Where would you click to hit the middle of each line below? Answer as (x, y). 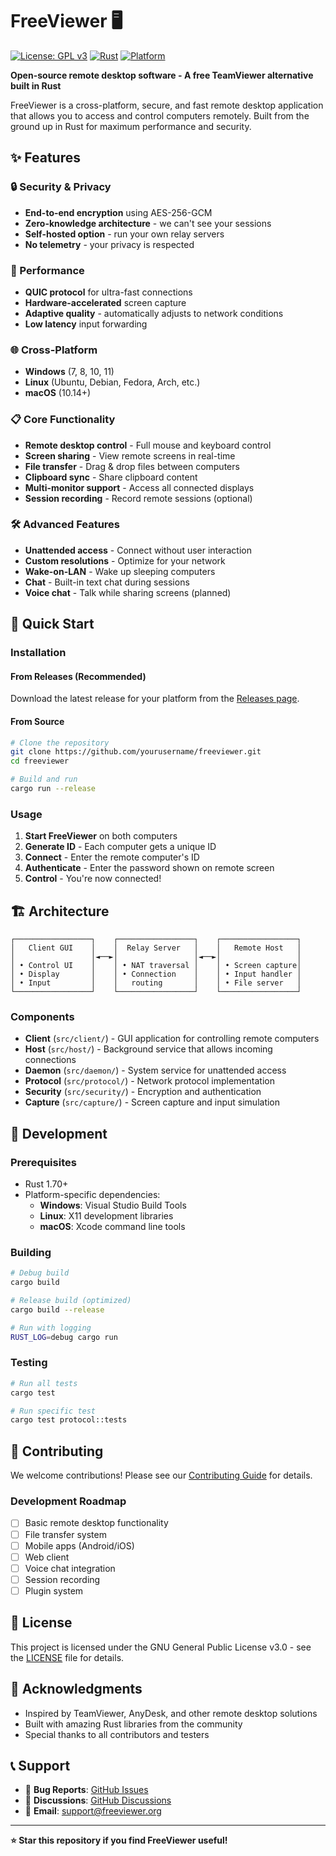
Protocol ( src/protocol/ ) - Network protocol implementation (149, 1081)
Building (31, 1252)
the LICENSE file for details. (67, 1657)
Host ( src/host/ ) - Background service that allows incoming (148, 1049)
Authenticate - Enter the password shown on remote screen (149, 868)
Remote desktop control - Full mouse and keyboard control (148, 445)
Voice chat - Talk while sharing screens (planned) (128, 592)
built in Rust (36, 85)
